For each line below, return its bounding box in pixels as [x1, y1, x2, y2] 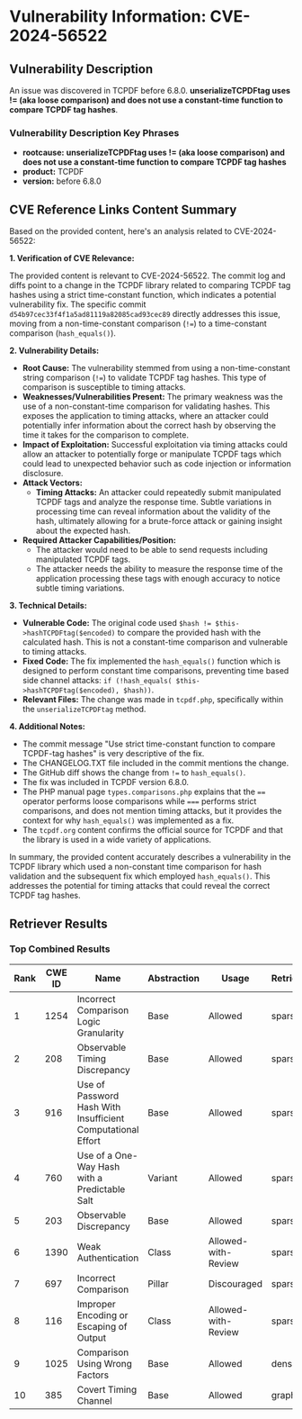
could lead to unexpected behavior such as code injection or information [22, 458, 292, 469]
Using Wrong [76, 1357, 133, 1369]
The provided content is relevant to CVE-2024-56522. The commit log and [9, 270, 286, 281]
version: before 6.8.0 [22, 176, 102, 186]
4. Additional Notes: [9, 721, 85, 732]
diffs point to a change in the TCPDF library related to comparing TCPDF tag [9, 280, 291, 291]
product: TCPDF [22, 167, 84, 177]
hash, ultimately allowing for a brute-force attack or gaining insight [35, 516, 283, 527]
